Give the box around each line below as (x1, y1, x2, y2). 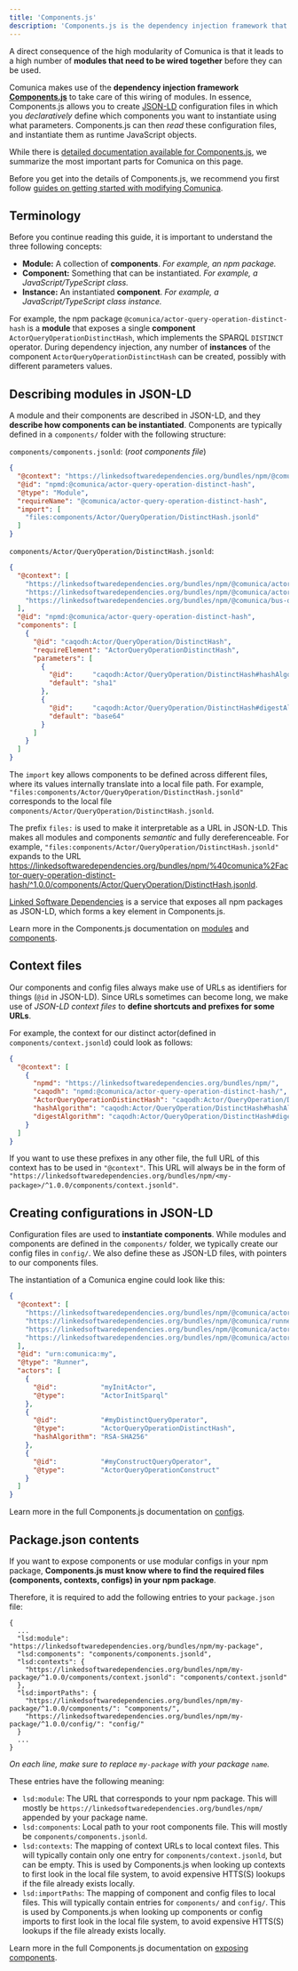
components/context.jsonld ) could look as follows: (9, 1037, 193, 1048)
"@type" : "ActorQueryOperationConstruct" (32, 1465, 220, 1475)
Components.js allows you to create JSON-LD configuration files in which (9, 101, 278, 111)
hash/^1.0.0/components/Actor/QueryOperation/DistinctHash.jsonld (9, 880, 255, 889)
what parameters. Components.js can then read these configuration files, (9, 119, 278, 130)
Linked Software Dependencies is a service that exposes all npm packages (9, 897, 284, 907)
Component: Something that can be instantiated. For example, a (21, 268, 259, 278)
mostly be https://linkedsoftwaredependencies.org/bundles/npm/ (21, 1802, 263, 1813)
